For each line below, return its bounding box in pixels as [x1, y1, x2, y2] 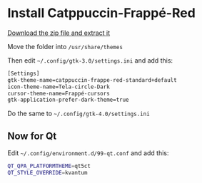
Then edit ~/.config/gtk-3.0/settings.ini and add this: [7, 56, 173, 65]
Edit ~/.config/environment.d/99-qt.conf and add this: [7, 149, 169, 157]
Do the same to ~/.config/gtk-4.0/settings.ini [7, 109, 150, 118]
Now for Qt [7, 130, 57, 142]
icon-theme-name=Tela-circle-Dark [7, 83, 111, 90]
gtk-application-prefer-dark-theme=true [7, 96, 130, 104]
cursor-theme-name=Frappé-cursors [7, 90, 111, 97]
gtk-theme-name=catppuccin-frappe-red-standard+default [7, 76, 177, 83]
